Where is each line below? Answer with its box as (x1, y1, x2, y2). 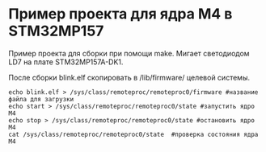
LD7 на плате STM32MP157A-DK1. (8, 57, 124, 67)
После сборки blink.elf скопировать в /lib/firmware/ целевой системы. (8, 72, 251, 82)
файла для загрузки (8, 95, 74, 103)
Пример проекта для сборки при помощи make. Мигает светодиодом (8, 48, 250, 58)
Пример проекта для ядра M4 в (8, 5, 233, 23)
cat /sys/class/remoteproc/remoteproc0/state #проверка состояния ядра (8, 130, 259, 138)
